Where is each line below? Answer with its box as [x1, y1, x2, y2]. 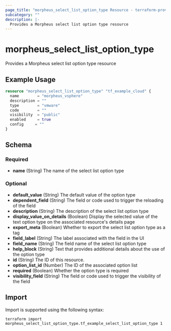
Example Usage [5, 75, 56, 84]
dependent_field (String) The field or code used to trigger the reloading [12, 197, 164, 203]
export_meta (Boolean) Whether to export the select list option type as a [12, 224, 165, 230]
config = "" [10, 122, 44, 127]
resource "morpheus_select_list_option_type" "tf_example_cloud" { [5, 89, 152, 94]
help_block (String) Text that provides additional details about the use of [12, 245, 165, 252]
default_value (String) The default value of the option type [12, 191, 136, 198]
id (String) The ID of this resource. [12, 257, 85, 263]
